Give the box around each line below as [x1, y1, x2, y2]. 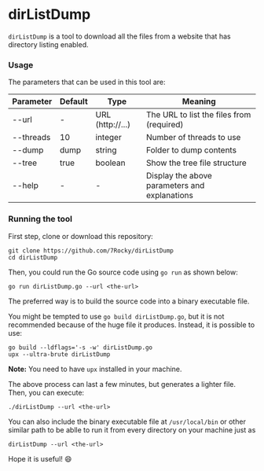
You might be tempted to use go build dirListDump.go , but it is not [8, 311, 225, 321]
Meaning [181, 96, 216, 107]
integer [95, 132, 122, 143]
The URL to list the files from [145, 109, 251, 120]
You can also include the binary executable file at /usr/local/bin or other [8, 417, 246, 426]
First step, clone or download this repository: [8, 231, 153, 241]
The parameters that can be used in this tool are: [8, 77, 167, 87]
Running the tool [8, 214, 73, 225]
